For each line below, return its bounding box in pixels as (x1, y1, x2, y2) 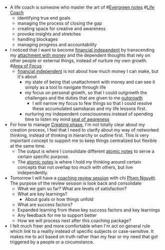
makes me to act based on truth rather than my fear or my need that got (9, 233, 158, 239)
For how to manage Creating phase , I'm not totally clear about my (9, 121, 145, 128)
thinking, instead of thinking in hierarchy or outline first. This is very (9, 133, 149, 138)
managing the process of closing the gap (17, 20, 102, 26)
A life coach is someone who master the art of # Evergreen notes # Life (9, 5, 155, 10)
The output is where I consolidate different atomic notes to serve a (17, 148, 155, 154)
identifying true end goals (17, 15, 71, 21)
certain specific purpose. (17, 154, 69, 160)
